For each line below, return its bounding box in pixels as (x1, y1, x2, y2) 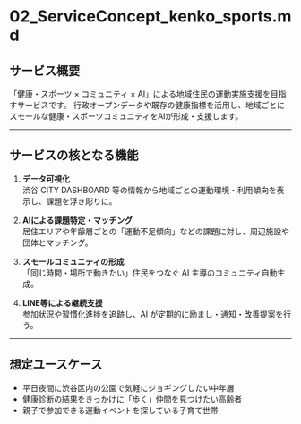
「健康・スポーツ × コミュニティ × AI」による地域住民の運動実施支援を (9, 89, 271, 99)
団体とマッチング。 (21, 237, 93, 248)
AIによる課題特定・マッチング (21, 215, 133, 225)
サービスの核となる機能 (9, 148, 139, 163)
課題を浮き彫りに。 (46, 195, 117, 207)
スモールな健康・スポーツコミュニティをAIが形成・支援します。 (9, 111, 244, 122)
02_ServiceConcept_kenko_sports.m (9, 6, 292, 27)
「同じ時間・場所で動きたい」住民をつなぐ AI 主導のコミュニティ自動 (21, 267, 278, 278)
